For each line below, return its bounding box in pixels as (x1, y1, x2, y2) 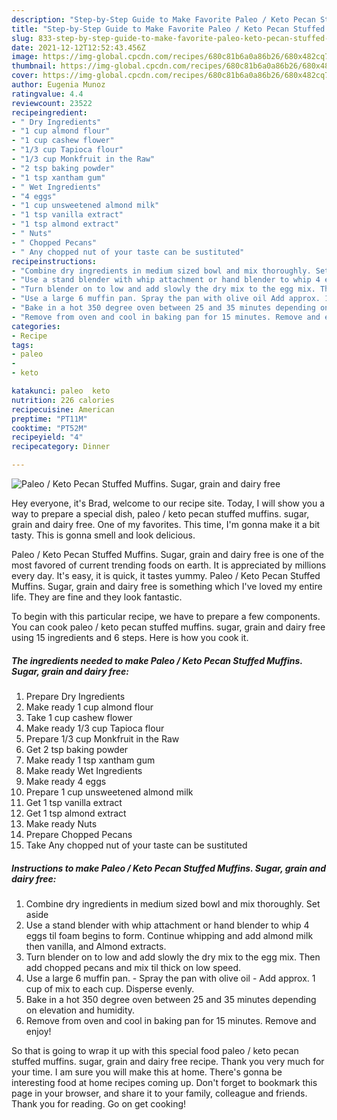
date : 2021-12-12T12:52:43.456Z (11, 42, 146, 53)
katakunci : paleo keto (11, 386, 111, 396)
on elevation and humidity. (25, 1004, 136, 1016)
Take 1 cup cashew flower (25, 711, 133, 723)
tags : (11, 340, 34, 350)
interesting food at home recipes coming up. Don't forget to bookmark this (11, 1076, 318, 1088)
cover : (11, 71, 39, 81)
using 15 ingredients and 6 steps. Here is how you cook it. (11, 632, 249, 643)
